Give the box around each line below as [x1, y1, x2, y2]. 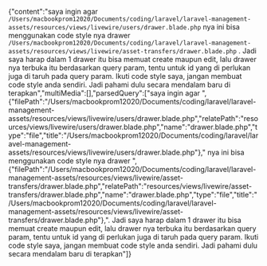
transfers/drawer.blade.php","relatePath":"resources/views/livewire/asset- [8, 182, 253, 190]
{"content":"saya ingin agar [8, 7, 98, 16]
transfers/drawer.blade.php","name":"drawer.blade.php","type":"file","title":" [8, 190, 257, 199]
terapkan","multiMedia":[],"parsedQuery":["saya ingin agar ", [8, 88, 207, 98]
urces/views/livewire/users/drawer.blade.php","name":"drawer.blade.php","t [8, 123, 257, 131]
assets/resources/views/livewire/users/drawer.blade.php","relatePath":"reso [8, 114, 259, 123]
